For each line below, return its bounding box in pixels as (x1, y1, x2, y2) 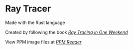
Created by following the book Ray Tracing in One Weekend (5, 29, 128, 35)
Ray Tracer (5, 3, 51, 14)
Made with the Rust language (5, 19, 65, 25)
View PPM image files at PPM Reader (5, 38, 82, 45)
